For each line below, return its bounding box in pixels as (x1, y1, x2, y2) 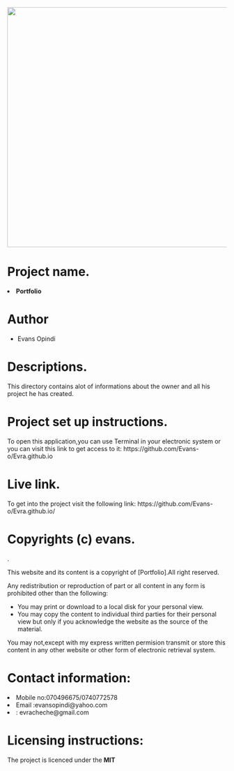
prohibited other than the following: (7, 589, 109, 597)
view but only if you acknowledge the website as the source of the (17, 617, 208, 626)
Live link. (7, 476, 61, 492)
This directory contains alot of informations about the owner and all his (7, 382, 210, 390)
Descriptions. (7, 359, 88, 375)
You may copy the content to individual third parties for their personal (17, 610, 217, 618)
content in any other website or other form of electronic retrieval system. (7, 645, 216, 654)
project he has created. (7, 389, 75, 397)
